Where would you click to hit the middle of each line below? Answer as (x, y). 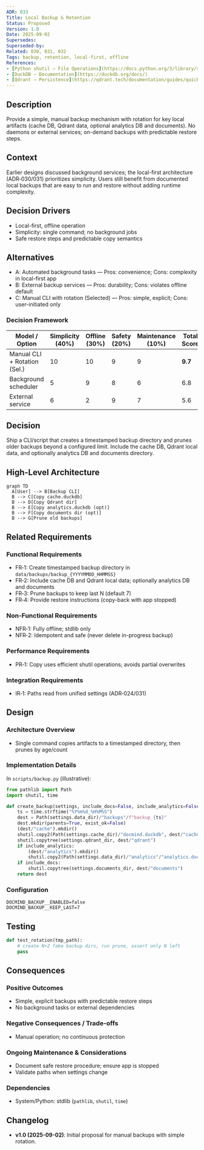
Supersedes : (21, 40)
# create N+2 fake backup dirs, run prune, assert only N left (99, 946)
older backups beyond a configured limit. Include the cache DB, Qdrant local (102, 447)
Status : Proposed (28, 23)
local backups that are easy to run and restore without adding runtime (93, 185)
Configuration (27, 890)
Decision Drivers (39, 211)
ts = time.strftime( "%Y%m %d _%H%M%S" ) (65, 812)
